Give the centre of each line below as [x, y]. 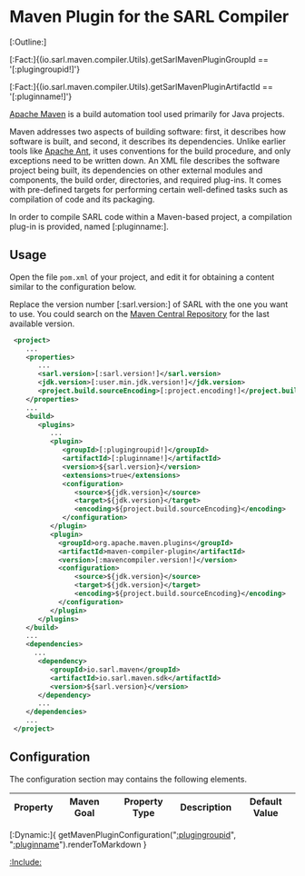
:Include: [26, 861]
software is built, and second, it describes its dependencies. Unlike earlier [148, 141]
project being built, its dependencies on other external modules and [136, 170]
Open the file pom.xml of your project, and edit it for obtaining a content [142, 277]
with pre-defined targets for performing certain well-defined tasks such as [149, 189]
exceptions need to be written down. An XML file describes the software [145, 160]
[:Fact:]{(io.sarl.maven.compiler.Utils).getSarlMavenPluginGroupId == [139, 59]
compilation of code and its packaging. [82, 199]
